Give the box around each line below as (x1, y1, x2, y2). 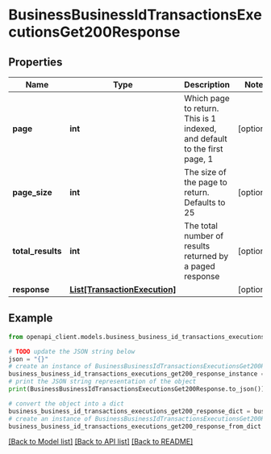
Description (184, 79, 231, 90)
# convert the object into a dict (8, 399, 125, 408)
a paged (184, 261, 215, 272)
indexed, (184, 123, 217, 134)
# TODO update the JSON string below (8, 347, 135, 355)
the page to (184, 176, 227, 188)
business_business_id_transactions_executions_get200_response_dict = (8, 407, 251, 415)
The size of (184, 167, 227, 177)
